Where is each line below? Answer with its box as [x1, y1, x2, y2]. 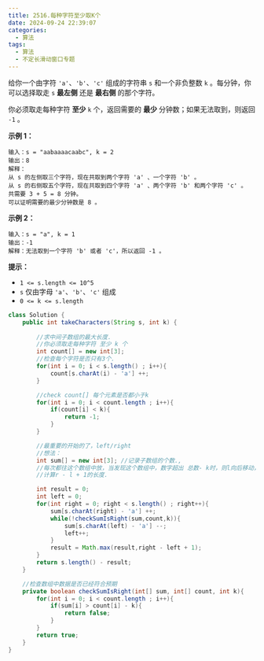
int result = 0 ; [36, 486, 90, 493]
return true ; [36, 631, 79, 639]
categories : [8, 26, 47, 34]
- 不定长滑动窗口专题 [15, 56, 75, 64]
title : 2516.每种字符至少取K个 [8, 11, 101, 20]
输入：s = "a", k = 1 [8, 230, 75, 238]
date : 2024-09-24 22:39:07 [8, 19, 97, 27]
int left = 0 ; [36, 493, 82, 500]
